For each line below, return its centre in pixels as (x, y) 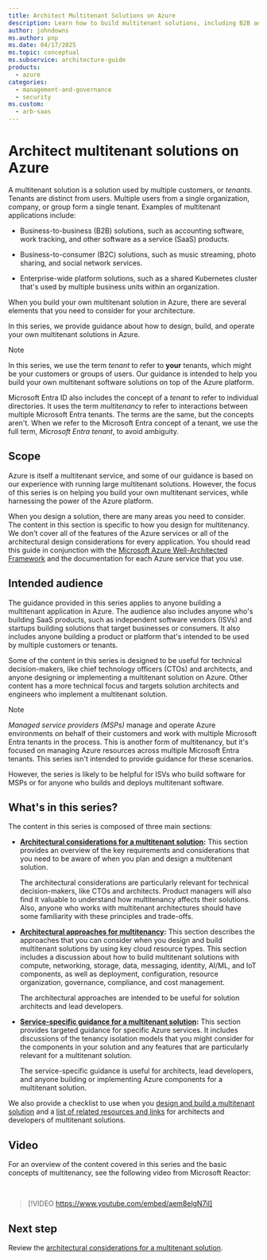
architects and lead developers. (71, 1006)
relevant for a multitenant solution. (76, 1056)
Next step (33, 1229)
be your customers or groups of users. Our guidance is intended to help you (133, 374)
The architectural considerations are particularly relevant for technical (134, 882)
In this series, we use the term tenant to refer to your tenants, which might (130, 365)
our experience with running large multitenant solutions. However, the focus (132, 484)
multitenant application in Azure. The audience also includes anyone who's (131, 611)
